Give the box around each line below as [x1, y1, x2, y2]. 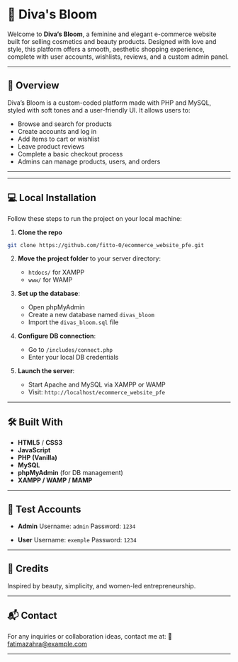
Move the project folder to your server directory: [17, 254, 161, 263]
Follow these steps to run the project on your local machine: [7, 214, 182, 222]
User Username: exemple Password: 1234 [17, 536, 137, 544]
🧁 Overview [7, 79, 59, 91]
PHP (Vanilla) [17, 453, 58, 462]
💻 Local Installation [7, 192, 97, 204]
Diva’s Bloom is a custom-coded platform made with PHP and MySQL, [7, 98, 212, 107]
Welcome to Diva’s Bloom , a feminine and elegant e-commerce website [7, 30, 217, 38]
